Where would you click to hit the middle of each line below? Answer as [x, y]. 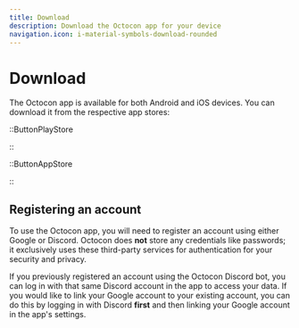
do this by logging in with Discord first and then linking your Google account [149, 305]
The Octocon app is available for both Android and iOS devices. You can [142, 102]
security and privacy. [48, 259]
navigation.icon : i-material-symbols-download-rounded [113, 34]
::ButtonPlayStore [42, 129]
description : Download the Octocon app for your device [115, 26]
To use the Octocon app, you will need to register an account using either [144, 231]
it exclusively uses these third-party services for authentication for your [141, 250]
